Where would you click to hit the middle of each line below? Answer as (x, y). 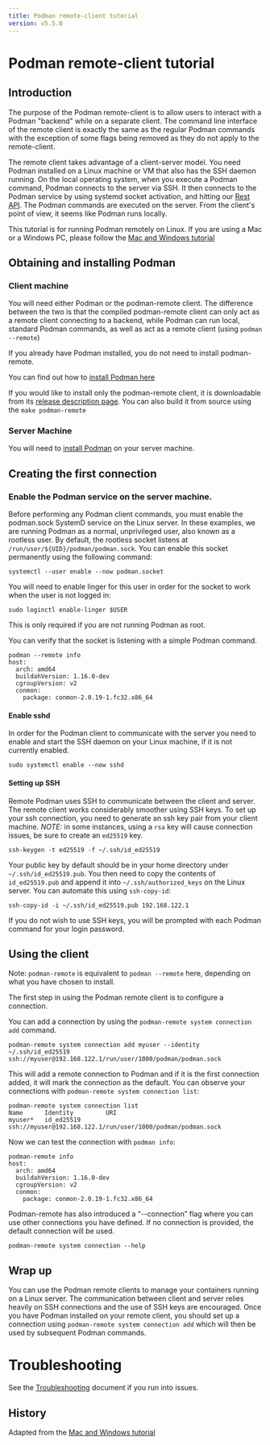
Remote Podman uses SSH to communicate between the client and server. (132, 801)
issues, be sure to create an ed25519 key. (76, 835)
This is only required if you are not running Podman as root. (107, 625)
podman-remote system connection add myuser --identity (104, 1045)
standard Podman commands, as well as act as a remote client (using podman (135, 329)
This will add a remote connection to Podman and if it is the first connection (134, 1074)
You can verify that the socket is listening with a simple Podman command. (133, 640)
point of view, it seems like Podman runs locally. (88, 213)
